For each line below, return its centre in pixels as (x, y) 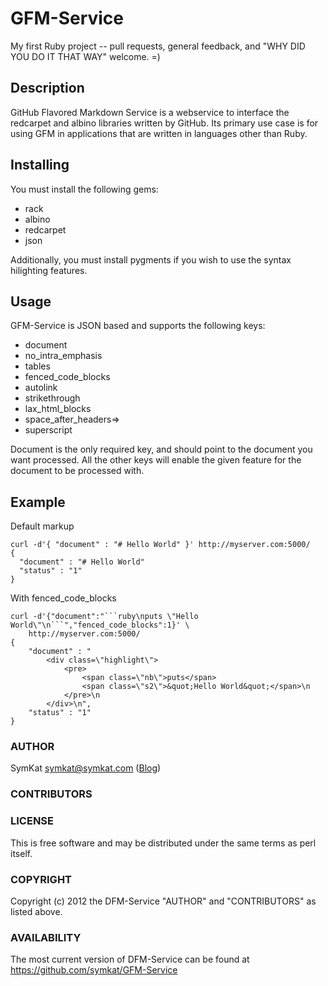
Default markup (42, 526)
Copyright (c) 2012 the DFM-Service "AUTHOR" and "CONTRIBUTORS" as (163, 901)
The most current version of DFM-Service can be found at (130, 959)
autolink (41, 388)
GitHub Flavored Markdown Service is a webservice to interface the (150, 112)
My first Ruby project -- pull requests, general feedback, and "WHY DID (158, 46)
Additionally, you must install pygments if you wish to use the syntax (151, 259)
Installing (40, 165)
